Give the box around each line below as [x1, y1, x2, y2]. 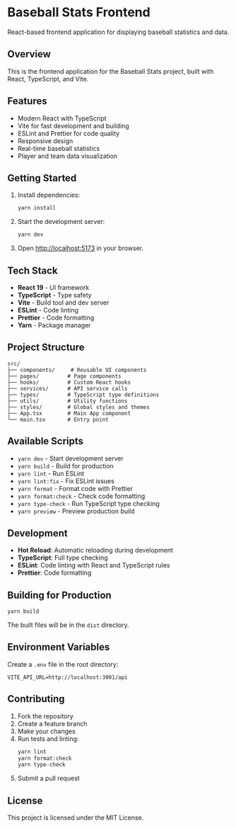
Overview [7, 48, 52, 60]
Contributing [7, 693, 65, 705]
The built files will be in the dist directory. [7, 621, 129, 629]
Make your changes [17, 727, 76, 735]
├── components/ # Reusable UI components [7, 366, 147, 373]
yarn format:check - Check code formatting [17, 492, 146, 500]
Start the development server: [17, 218, 105, 226]
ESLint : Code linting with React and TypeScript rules [17, 561, 171, 570]
